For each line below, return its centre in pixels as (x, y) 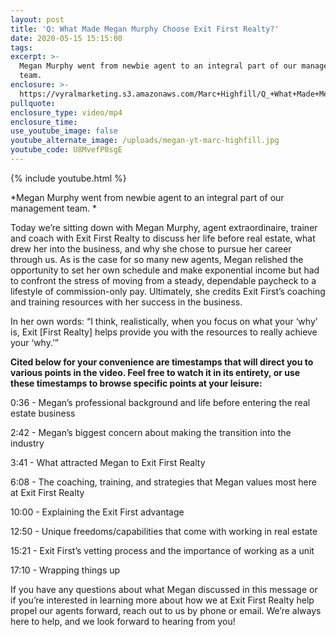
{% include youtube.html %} (68, 178)
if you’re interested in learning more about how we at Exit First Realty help (162, 600)
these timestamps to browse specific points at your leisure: (136, 383)
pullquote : (33, 103)
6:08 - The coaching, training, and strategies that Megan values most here (163, 482)
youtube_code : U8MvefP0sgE (66, 150)
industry (27, 443)
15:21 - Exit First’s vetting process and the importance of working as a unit (162, 550)
